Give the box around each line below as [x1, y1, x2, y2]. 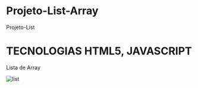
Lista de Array [6, 64, 40, 71]
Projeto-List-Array [6, 4, 99, 18]
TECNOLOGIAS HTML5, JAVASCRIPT [6, 44, 192, 58]
